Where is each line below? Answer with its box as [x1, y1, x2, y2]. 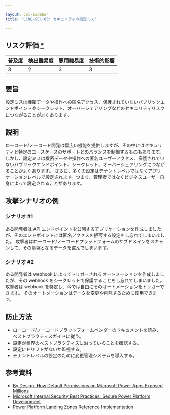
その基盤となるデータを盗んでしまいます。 [22, 244, 111, 251]
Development [12, 398, 41, 404]
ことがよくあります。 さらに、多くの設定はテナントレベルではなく [9, 168, 148, 174]
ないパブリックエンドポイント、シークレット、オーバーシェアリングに [5, 161, 152, 167]
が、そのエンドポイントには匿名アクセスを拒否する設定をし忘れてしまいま [5, 232, 161, 238]
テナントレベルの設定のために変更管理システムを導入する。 [12, 352, 138, 358]
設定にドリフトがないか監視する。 [12, 346, 84, 352]
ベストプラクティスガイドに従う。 [12, 333, 84, 339]
